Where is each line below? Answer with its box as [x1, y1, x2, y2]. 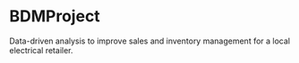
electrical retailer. [9, 44, 73, 55]
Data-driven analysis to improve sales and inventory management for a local [9, 35, 291, 46]
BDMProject [9, 6, 100, 27]
